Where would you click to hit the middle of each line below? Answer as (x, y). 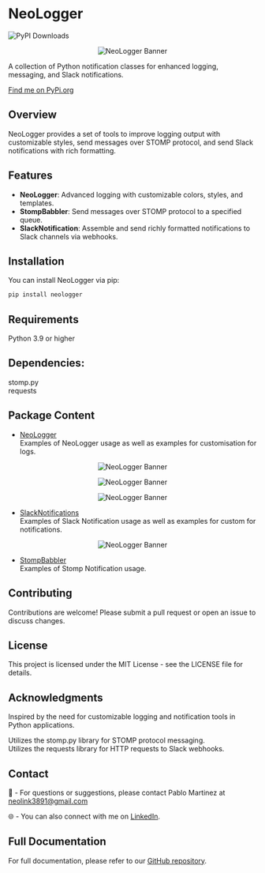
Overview (33, 115)
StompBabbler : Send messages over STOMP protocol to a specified (131, 211)
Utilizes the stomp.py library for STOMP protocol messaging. (106, 740)
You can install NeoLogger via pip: (64, 280)
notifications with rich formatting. (62, 150)
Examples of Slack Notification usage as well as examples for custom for (138, 521)
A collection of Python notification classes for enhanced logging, (113, 66)
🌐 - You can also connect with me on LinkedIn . (84, 816)
